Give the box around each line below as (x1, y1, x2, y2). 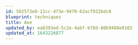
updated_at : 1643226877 (5, 30, 64, 36)
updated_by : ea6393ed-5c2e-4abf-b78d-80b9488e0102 (5, 25, 133, 31)
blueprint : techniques (5, 14, 61, 20)
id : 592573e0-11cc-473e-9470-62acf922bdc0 (5, 8, 111, 15)
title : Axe (5, 19, 32, 25)
